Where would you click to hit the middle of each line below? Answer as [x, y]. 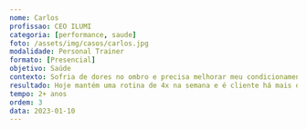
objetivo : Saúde [40, 69]
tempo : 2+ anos [38, 94]
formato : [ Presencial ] [53, 60]
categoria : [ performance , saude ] [73, 35]
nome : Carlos [34, 18]
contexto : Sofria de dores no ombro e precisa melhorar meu [127, 77]
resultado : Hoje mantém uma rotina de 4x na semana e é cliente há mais [151, 85]
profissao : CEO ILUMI [51, 26]
